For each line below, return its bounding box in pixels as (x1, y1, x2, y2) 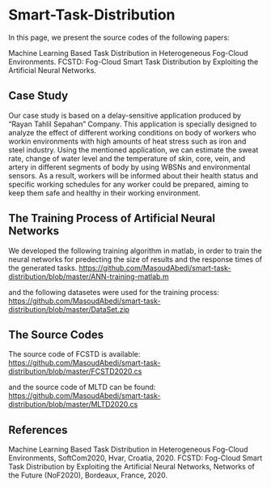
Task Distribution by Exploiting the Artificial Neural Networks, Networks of (8, 462, 255, 472)
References (8, 423, 68, 437)
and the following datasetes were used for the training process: (8, 287, 220, 297)
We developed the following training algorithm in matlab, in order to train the (8, 246, 262, 255)
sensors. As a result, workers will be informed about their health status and (8, 170, 259, 180)
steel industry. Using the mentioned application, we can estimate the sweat (8, 144, 259, 155)
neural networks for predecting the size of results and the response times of (8, 254, 263, 264)
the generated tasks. (8, 263, 78, 272)
